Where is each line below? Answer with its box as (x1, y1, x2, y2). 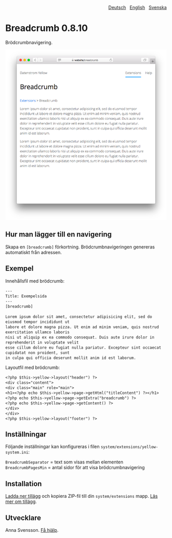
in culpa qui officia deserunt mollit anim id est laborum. (5, 355, 137, 361)
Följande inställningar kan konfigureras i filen (5, 443, 100, 450)
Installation (5, 479, 42, 488)
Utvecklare (5, 513, 41, 522)
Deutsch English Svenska (108, 5, 167, 10)
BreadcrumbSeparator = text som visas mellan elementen (5, 459, 124, 465)
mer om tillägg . (5, 498, 37, 505)
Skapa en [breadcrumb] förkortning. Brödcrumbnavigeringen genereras (5, 244, 155, 250)
